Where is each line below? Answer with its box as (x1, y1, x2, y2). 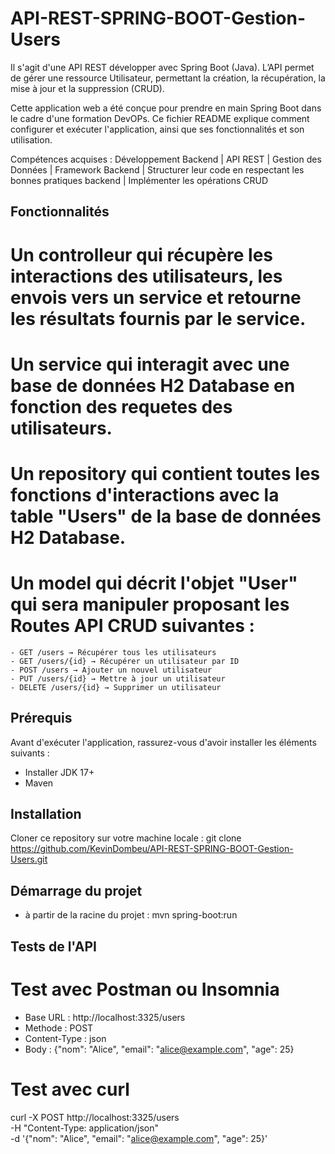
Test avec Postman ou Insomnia (10, 978, 280, 1001)
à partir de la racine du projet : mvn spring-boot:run (24, 909, 238, 921)
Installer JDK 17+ (24, 766, 95, 778)
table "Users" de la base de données (10, 505, 322, 527)
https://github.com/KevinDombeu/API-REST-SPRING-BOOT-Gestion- (10, 843, 294, 855)
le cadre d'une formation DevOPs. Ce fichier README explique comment (10, 112, 310, 124)
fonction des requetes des (10, 395, 233, 418)
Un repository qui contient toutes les (10, 462, 321, 485)
